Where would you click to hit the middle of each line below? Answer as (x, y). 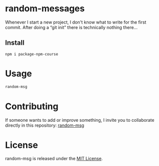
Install (15, 43)
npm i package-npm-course (32, 54)
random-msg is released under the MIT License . (54, 159)
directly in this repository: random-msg (45, 125)
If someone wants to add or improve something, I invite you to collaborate (80, 120)
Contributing (32, 106)
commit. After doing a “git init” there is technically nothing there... (71, 27)
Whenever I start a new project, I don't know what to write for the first (76, 22)
